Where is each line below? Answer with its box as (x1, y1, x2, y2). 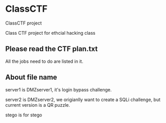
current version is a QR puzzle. (5, 102, 70, 108)
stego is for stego (5, 112, 42, 118)
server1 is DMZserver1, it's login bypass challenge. (5, 86, 112, 92)
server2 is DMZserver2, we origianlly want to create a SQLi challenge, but (5, 96, 161, 103)
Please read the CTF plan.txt (5, 44, 98, 54)
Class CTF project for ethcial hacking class (5, 30, 96, 36)
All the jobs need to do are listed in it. (5, 58, 83, 64)
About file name (5, 73, 57, 82)
